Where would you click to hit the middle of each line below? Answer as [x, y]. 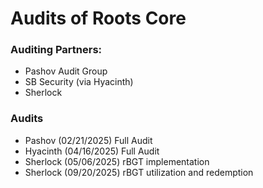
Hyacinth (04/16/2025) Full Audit [92, 151]
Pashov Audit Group [66, 71]
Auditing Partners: [56, 50]
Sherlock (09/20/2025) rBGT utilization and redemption [139, 172]
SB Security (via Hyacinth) [79, 82]
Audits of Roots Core [98, 18]
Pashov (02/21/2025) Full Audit [88, 140]
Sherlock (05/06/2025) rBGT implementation [117, 161]
